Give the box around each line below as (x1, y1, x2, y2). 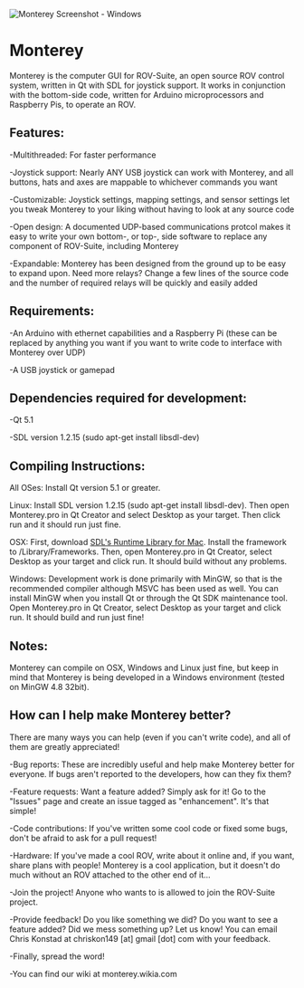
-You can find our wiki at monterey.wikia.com (9, 968, 178, 979)
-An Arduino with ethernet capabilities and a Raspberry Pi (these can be (9, 327, 278, 339)
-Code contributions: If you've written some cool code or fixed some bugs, (9, 822, 288, 833)
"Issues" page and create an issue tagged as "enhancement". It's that (9, 795, 270, 806)
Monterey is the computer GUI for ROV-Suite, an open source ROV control (9, 70, 285, 81)
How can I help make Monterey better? (9, 707, 232, 724)
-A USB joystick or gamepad (9, 364, 116, 375)
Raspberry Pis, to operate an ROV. (9, 99, 137, 110)
